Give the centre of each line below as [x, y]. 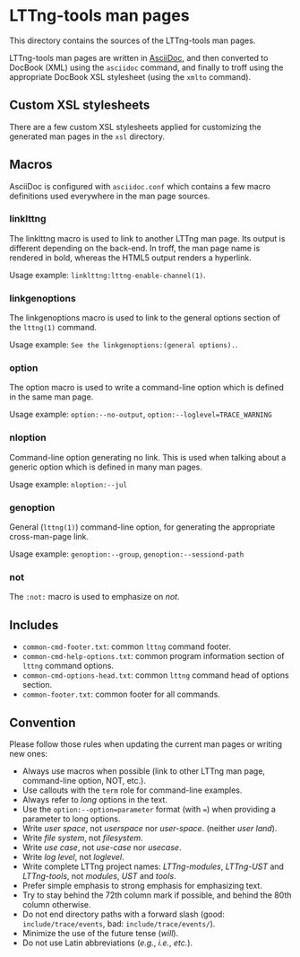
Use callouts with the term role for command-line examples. [132, 790]
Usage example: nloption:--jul [69, 484]
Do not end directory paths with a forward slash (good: [124, 914]
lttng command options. [68, 666]
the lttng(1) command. [53, 328]
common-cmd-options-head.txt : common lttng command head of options [155, 675]
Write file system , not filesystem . [82, 838]
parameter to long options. [71, 819]
